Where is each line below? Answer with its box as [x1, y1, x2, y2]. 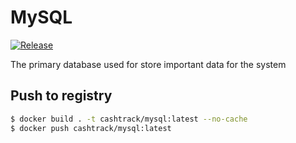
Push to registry [10, 87, 113, 105]
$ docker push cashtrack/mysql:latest [10, 123, 172, 133]
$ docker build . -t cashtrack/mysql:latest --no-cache [10, 114, 248, 124]
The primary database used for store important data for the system [10, 58, 287, 70]
